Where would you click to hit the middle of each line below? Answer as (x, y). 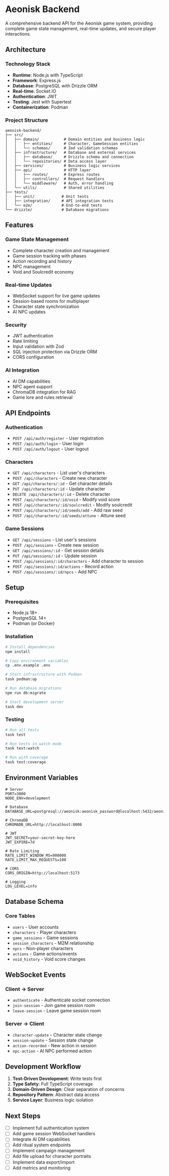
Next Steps (23, 1116)
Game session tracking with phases (49, 256)
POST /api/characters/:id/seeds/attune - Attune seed (69, 516)
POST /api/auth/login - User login (48, 444)
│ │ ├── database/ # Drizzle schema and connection (70, 157)
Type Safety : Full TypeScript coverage (53, 1084)
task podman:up (21, 679)
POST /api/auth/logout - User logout (51, 449)
